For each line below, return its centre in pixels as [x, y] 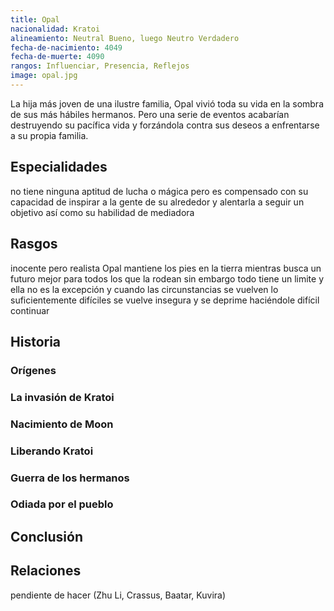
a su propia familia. [49, 135]
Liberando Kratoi [52, 451]
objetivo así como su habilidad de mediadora [102, 212]
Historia [36, 341]
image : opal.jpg [44, 76]
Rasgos [34, 244]
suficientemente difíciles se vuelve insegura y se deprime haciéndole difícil [165, 300]
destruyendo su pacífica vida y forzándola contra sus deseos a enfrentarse [165, 125]
